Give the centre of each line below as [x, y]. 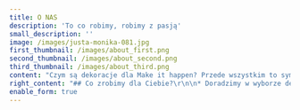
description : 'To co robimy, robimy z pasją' [95, 26]
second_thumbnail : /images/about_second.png [93, 59]
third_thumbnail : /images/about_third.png [89, 67]
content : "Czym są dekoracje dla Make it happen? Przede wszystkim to [143, 75]
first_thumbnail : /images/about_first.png [89, 51]
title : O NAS [33, 17]
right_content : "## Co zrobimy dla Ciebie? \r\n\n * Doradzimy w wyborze [145, 83]
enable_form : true [43, 91]
